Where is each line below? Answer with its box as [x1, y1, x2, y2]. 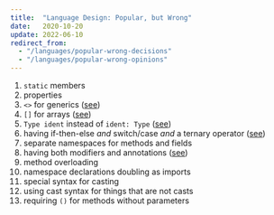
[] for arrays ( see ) [23, 109, 92, 119]
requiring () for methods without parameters [23, 195, 190, 206]
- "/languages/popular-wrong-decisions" [18, 47, 172, 56]
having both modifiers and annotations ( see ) [23, 147, 188, 158]
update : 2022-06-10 [10, 30, 84, 39]
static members [23, 80, 86, 90]
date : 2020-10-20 [10, 22, 84, 31]
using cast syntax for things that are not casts [23, 186, 194, 196]
